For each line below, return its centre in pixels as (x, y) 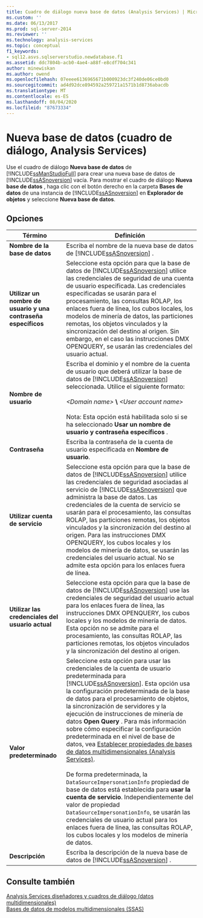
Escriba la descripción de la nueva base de (127, 853)
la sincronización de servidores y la (116, 707)
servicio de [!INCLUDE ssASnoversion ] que (127, 490)
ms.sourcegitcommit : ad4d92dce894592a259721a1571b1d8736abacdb (88, 85)
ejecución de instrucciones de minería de (124, 714)
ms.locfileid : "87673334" (39, 108)
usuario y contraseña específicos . (117, 432)
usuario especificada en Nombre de (118, 450)
